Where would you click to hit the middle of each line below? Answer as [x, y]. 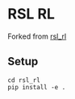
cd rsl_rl [24, 80]
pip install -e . [37, 87]
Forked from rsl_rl [37, 36]
